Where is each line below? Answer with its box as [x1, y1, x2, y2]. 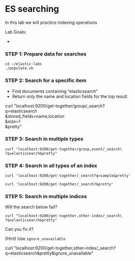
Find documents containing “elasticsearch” [12, 88, 98, 94]
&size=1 [5, 118, 21, 124]
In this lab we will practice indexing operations [5, 19, 98, 25]
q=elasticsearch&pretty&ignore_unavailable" [5, 250, 93, 256]
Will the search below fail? [5, 204, 58, 210]
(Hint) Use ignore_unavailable [5, 236, 66, 242]
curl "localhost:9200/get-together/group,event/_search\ [5, 147, 122, 151]
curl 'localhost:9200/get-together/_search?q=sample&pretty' [5, 173, 131, 178]
